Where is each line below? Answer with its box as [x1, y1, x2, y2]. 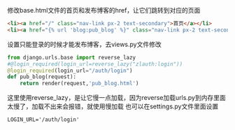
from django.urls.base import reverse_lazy [7, 54, 136, 61]
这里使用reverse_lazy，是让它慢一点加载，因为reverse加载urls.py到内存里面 [7, 94, 226, 102]
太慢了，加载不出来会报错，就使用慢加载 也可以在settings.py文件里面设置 [7, 102, 219, 110]
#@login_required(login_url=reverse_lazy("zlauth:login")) [7, 60, 183, 68]
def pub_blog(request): [7, 73, 77, 80]
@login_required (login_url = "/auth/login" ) [7, 67, 133, 74]
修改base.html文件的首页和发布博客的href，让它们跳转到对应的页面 [7, 6, 201, 14]
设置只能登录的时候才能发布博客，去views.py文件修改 [7, 40, 162, 48]
